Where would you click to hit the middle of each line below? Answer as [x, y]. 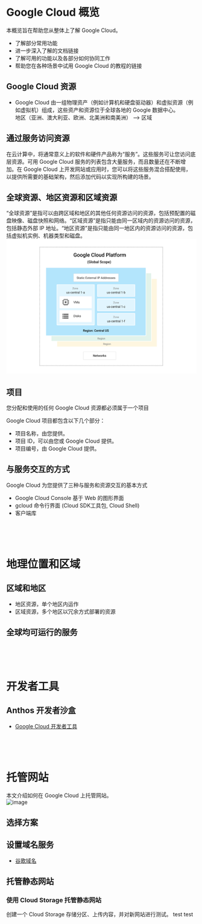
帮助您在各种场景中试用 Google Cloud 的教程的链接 [78, 66]
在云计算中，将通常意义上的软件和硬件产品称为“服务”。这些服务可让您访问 [99, 154]
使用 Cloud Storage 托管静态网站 [54, 900]
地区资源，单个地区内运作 [47, 604]
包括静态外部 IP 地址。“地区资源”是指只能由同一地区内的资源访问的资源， [97, 228]
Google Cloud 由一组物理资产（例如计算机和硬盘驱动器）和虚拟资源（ [101, 102]
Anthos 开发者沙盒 [41, 711]
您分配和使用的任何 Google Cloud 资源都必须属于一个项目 [78, 408]
